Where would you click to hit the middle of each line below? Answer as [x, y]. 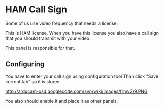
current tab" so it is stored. [33, 81]
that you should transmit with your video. [48, 38]
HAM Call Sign [36, 9]
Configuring [25, 64]
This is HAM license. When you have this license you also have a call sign [82, 33]
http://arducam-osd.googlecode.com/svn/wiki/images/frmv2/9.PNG [77, 91]
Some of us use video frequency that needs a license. [62, 23]
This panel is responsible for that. [40, 48]
